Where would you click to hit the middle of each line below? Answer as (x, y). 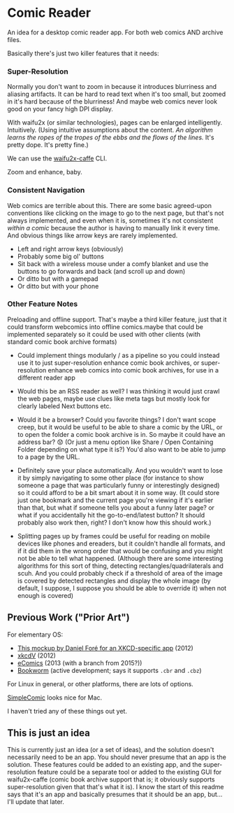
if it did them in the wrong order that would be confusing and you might (120, 550)
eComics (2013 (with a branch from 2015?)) (80, 662)
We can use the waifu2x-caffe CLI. (57, 158)
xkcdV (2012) (36, 655)
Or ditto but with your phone (58, 286)
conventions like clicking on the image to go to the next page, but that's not (116, 213)
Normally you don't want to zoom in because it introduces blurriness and (112, 87)
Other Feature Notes (43, 304)
